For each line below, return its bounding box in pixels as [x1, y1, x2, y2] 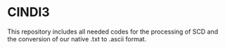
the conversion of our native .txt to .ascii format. [7, 34, 147, 43]
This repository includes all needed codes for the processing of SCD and [7, 27, 219, 36]
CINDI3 [7, 4, 51, 20]
